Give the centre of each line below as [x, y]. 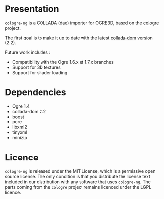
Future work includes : [28, 52]
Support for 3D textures [36, 67]
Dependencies [36, 93]
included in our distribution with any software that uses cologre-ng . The [78, 182]
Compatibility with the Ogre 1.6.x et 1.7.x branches [63, 62]
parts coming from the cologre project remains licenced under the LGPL [78, 187]
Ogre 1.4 [21, 106]
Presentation [32, 9]
